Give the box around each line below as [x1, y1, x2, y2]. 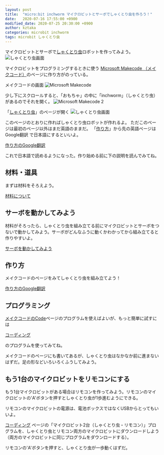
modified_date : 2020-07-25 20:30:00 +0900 [5, 21, 93, 26]
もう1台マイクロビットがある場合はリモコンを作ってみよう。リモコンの [5, 389, 148, 394]
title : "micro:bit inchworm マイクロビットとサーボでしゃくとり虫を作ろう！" [5, 12, 153, 17]
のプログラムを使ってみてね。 [5, 342, 65, 348]
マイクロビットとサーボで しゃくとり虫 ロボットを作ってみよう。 [5, 49, 134, 55]
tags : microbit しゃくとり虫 [5, 35, 60, 40]
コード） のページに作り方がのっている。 [9, 71, 91, 77]
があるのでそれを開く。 [5, 98, 52, 104]
